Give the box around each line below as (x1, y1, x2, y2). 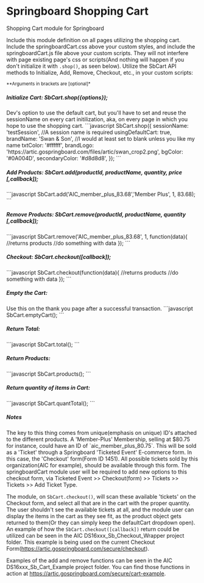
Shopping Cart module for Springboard (6, 24, 105, 32)
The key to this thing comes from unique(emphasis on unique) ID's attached (6, 429, 197, 436)
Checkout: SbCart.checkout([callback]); (6, 253, 111, 261)
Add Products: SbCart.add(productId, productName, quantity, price (6, 168, 183, 176)
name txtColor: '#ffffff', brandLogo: (6, 141, 94, 149)
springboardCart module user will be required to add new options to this (6, 468, 188, 475)
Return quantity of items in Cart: (6, 384, 90, 392)
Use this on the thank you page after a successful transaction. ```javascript (6, 305, 194, 312)
